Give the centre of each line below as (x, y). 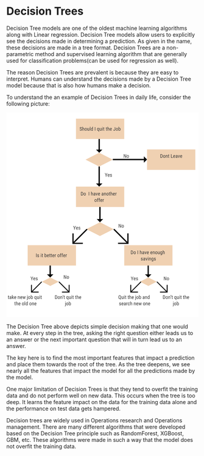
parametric (20, 54)
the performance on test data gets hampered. (63, 409)
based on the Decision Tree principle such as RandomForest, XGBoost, (95, 433)
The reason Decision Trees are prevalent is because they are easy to (93, 72)
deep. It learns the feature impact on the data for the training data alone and (102, 402)
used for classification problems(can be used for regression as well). (92, 60)
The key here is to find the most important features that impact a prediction (100, 358)
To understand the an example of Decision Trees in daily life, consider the (99, 97)
